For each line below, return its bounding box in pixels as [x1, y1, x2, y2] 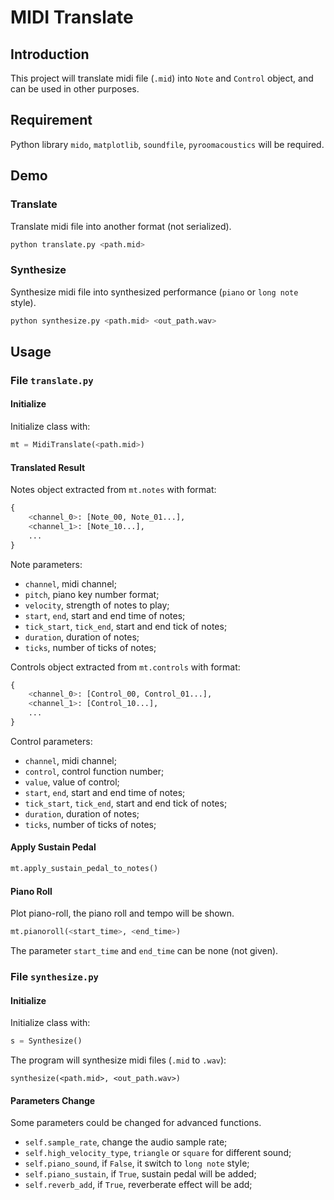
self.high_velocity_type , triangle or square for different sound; [24, 1147, 292, 1159]
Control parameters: [10, 735, 93, 747]
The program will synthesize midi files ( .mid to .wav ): [10, 1054, 227, 1066]
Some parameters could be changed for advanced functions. [10, 1117, 262, 1129]
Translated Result [10, 461, 86, 473]
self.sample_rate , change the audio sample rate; [24, 1136, 228, 1148]
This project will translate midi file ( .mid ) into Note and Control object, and [10, 72, 314, 84]
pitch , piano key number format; [24, 588, 160, 600]
